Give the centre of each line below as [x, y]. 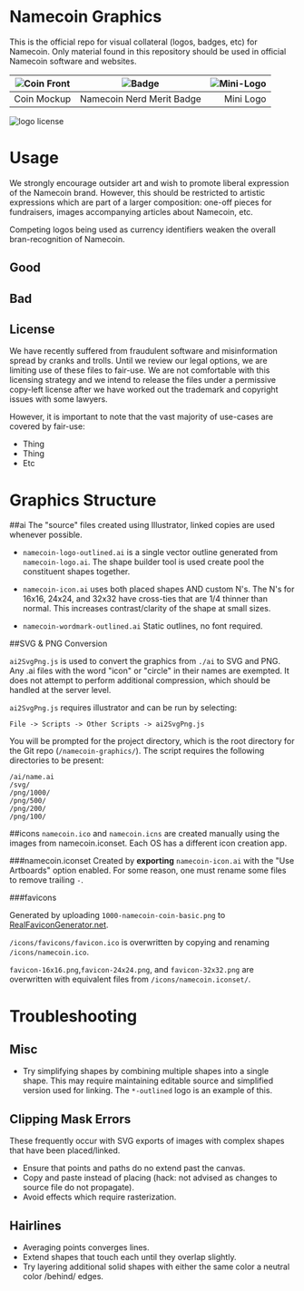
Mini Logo [245, 99]
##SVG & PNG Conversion [59, 644]
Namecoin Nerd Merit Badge [141, 99]
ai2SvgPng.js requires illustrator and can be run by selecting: [123, 708]
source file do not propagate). [78, 1188]
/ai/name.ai [32, 778]
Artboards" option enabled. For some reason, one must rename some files [148, 870]
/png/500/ [28, 801]
